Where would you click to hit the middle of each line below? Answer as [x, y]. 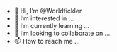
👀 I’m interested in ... [44, 18]
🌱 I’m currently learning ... [52, 26]
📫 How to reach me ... [47, 41]
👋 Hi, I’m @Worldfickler [48, 11]
